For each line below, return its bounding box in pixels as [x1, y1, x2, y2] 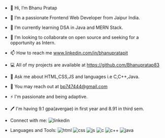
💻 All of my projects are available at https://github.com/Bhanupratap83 [10, 62, 160, 68]
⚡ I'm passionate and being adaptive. [10, 94, 88, 99]
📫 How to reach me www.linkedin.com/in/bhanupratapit [10, 50, 128, 56]
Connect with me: [10, 117, 47, 123]
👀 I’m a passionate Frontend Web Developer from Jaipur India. [10, 15, 141, 20]
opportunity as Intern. [10, 40, 56, 46]
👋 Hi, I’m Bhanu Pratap [10, 5, 57, 11]
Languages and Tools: [10, 127, 57, 133]
